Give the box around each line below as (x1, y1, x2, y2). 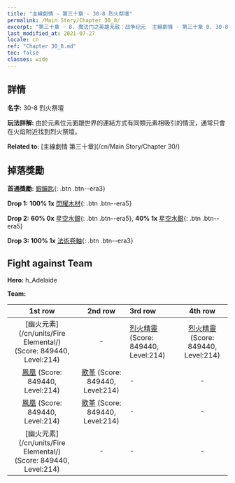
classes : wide (7, 56, 49, 63)
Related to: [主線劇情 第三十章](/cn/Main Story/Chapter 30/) (7, 142, 180, 151)
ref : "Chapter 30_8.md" (7, 43, 77, 50)
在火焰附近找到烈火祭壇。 (7, 127, 81, 135)
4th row (189, 306, 215, 316)
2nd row (87, 306, 116, 316)
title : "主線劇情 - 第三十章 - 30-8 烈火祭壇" (7, 10, 133, 18)
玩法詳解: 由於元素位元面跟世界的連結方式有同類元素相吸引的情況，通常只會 (7, 118, 226, 127)
